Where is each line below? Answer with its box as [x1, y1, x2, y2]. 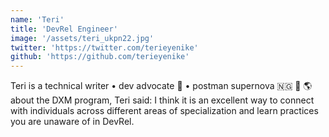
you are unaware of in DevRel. [10, 116, 135, 128]
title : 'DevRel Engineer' [10, 24, 118, 34]
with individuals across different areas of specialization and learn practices [10, 105, 319, 117]
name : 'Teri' [10, 14, 65, 25]
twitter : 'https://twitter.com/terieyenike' [10, 42, 199, 53]
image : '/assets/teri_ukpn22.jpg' [10, 33, 155, 43]
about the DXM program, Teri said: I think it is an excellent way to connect [10, 94, 315, 106]
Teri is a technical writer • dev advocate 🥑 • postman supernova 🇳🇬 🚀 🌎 [10, 80, 313, 92]
